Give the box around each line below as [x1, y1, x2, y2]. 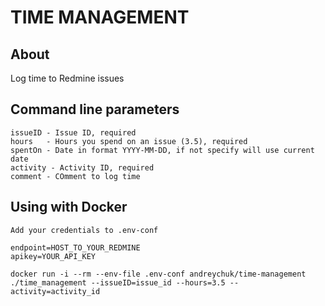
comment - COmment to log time [10, 171, 141, 181]
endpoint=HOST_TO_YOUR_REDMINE [10, 242, 141, 253]
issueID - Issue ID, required [10, 127, 137, 138]
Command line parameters [10, 101, 180, 118]
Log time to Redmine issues [10, 72, 125, 84]
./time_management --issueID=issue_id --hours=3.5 [10, 277, 226, 288]
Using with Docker [10, 199, 128, 216]
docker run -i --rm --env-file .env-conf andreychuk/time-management [10, 269, 307, 279]
